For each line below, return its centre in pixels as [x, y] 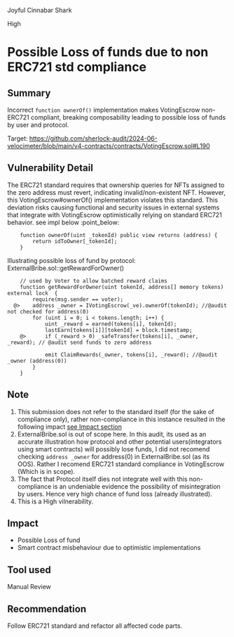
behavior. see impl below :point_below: [63, 222]
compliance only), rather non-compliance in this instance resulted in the [121, 419]
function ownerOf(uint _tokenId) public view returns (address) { [119, 235]
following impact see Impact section [70, 426]
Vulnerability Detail [50, 168]
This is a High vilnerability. [55, 501]
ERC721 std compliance [77, 67]
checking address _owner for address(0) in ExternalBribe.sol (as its [113, 456]
